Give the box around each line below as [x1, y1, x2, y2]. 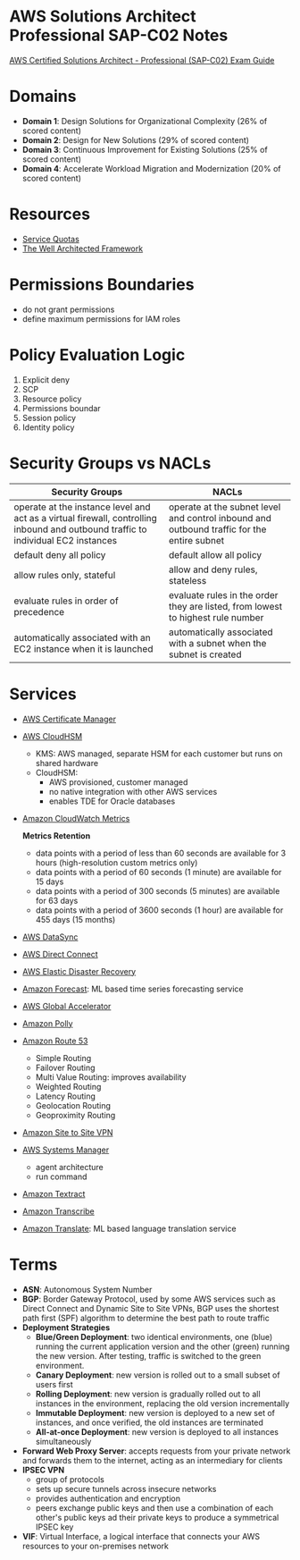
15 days [35, 876, 64, 887]
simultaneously [35, 1436, 92, 1446]
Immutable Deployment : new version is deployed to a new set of [35, 1407, 275, 1418]
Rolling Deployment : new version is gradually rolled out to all [35, 1388, 261, 1399]
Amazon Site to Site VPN [21, 1126, 113, 1137]
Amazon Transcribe [21, 1205, 96, 1217]
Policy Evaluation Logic [9, 344, 186, 365]
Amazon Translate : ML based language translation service [21, 1223, 237, 1234]
